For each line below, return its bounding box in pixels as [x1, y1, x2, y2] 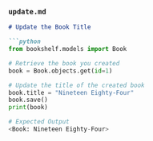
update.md [8, 7, 46, 16]
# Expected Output [8, 118, 70, 126]
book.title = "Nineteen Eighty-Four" [8, 88, 135, 96]
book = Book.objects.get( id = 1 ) [8, 67, 113, 75]
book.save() [8, 96, 48, 104]
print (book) [8, 104, 48, 112]
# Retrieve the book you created [8, 59, 120, 67]
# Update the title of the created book [8, 81, 146, 89]
